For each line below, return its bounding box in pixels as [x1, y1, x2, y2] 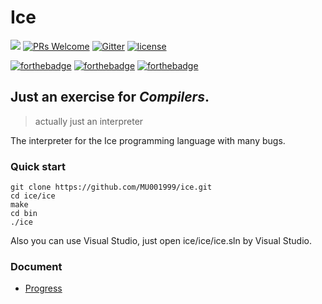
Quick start [10, 159, 67, 173]
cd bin [10, 209, 38, 219]
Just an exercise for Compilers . [10, 89, 210, 106]
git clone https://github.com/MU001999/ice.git [10, 182, 213, 193]
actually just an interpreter [34, 115, 144, 127]
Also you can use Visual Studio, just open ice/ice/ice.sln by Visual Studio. [10, 235, 312, 247]
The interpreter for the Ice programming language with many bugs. [10, 134, 286, 146]
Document [10, 259, 63, 273]
